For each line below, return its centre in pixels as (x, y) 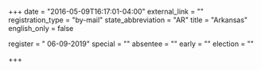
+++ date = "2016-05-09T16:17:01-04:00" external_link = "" (106, 12)
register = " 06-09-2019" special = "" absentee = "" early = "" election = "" (131, 44)
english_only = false (41, 28)
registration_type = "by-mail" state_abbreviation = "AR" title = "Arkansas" (128, 20)
